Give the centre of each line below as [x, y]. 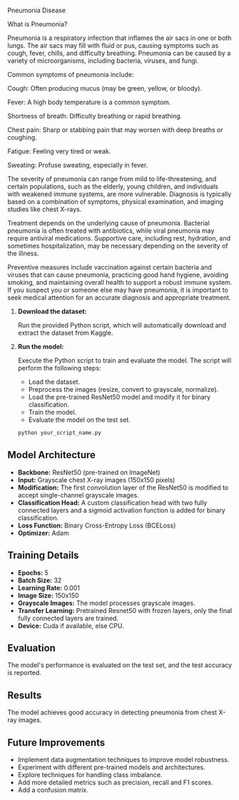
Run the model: [41, 346]
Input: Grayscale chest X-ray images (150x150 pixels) [96, 480]
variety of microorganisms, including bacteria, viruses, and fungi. [103, 61]
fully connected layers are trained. [68, 618]
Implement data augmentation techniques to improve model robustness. [123, 759]
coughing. [22, 137]
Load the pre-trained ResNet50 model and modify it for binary [119, 397]
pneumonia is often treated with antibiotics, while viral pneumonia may [111, 231]
